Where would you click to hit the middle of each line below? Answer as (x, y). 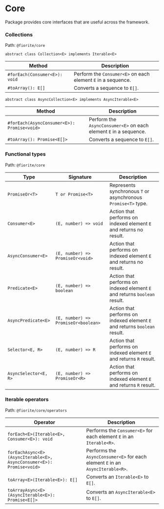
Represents (123, 185)
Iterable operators (27, 399)
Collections (19, 35)
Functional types (25, 154)
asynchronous (126, 197)
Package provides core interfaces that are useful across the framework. (77, 22)
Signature (80, 177)
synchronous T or (130, 191)
